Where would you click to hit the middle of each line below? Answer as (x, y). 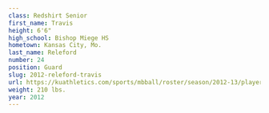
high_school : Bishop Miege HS (59, 38)
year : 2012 (26, 97)
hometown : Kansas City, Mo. (55, 45)
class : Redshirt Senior (48, 16)
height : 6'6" (30, 30)
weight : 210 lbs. (37, 90)
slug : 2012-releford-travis (55, 75)
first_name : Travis (41, 23)
